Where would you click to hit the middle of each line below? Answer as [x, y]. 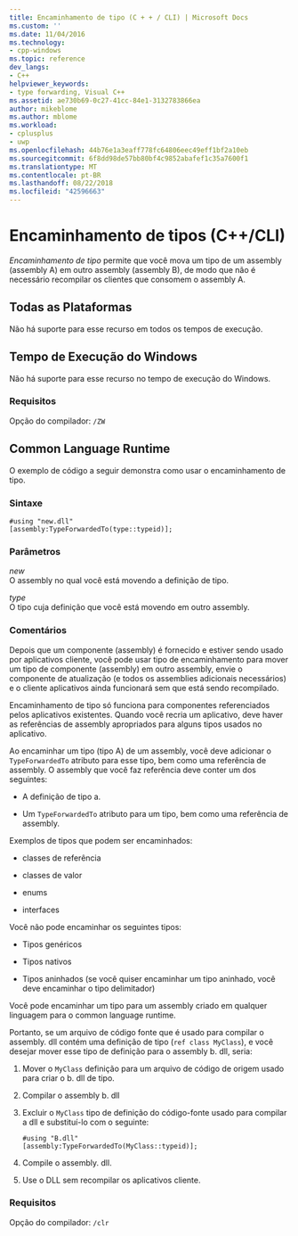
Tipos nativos [47, 961]
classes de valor [52, 875]
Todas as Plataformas [71, 307]
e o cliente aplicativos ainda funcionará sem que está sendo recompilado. [144, 688]
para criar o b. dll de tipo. [68, 1078]
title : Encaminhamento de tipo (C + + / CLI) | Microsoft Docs [129, 17]
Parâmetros [35, 551]
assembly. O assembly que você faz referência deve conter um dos [133, 770]
